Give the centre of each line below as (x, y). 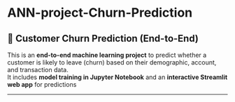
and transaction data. (38, 70)
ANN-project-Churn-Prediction (100, 13)
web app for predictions (42, 84)
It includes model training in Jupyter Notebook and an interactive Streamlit (117, 77)
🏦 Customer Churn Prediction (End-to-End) (103, 39)
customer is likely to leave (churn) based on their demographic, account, (112, 62)
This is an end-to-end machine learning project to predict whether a (107, 55)
